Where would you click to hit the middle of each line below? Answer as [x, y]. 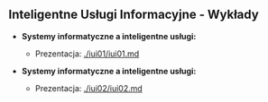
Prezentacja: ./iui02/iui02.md [89, 88]
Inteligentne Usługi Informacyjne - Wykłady [134, 15]
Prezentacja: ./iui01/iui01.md [87, 54]
